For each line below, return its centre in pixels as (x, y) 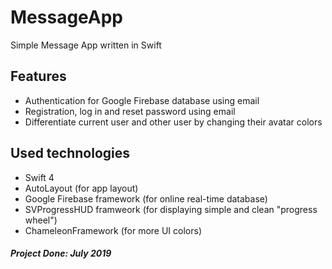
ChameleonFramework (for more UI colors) (113, 230)
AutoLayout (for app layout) (81, 188)
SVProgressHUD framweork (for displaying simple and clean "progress (171, 209)
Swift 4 (39, 177)
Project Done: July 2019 (61, 253)
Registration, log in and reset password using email (130, 111)
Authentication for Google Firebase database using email (142, 100)
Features (38, 76)
